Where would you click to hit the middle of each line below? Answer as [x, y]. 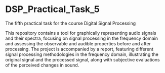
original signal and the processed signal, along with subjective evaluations [83, 59]
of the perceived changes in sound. [42, 65]
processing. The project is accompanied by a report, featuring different [79, 49]
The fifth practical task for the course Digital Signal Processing [71, 23]
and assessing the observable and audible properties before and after [78, 43]
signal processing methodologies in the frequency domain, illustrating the [82, 54]
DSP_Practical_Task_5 [52, 9]
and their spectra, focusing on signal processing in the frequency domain [82, 38]
